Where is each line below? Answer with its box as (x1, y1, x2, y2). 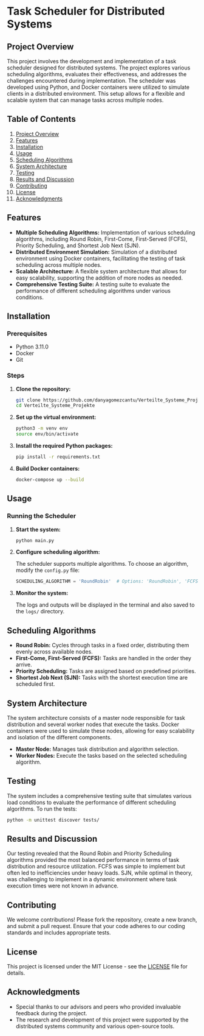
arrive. (15, 661, 32, 668)
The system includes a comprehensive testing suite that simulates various (7, 792, 192, 799)
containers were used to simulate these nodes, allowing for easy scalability (7, 727, 195, 735)
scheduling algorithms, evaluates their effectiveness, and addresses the (7, 71, 187, 77)
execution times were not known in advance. (7, 882, 119, 890)
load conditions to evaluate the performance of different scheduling (7, 798, 176, 806)
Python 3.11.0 (15, 343, 49, 351)
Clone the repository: (15, 385, 71, 392)
